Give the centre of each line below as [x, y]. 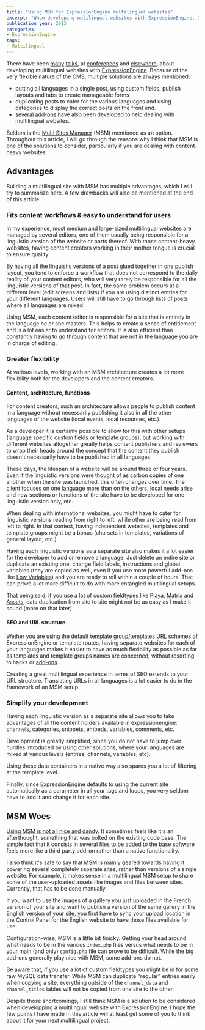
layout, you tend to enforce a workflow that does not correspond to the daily [102, 272]
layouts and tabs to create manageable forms [72, 95]
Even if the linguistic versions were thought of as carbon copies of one [95, 475]
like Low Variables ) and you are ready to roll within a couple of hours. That [100, 577]
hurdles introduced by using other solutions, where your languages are [95, 747]
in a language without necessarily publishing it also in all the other [89, 413]
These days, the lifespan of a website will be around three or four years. [97, 469]
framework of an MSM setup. [43, 687]
